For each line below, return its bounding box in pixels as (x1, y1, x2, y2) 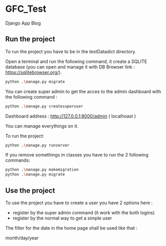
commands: (5, 157, 31, 164)
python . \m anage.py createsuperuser (5, 103, 83, 109)
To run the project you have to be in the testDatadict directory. (5, 48, 136, 54)
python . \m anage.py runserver (5, 143, 70, 148)
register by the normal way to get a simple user (12, 215, 112, 221)
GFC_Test (5, 3, 46, 15)
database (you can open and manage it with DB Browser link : (5, 63, 135, 70)
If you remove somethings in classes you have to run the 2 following (5, 152, 149, 158)
